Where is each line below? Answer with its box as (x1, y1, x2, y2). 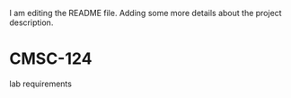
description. (9, 17, 54, 28)
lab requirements (9, 78, 72, 89)
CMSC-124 (9, 49, 93, 69)
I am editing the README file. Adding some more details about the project (9, 8, 282, 18)
